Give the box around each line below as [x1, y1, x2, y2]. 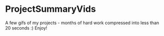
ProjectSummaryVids [5, 3, 96, 15]
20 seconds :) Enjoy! [5, 25, 47, 31]
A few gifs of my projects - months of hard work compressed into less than [5, 20, 160, 26]
